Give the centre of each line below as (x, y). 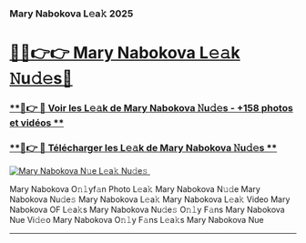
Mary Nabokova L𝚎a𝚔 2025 (71, 14)
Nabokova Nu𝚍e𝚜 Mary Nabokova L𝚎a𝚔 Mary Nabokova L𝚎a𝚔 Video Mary (150, 199)
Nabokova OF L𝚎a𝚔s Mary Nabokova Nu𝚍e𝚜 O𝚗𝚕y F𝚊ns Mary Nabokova (147, 210)
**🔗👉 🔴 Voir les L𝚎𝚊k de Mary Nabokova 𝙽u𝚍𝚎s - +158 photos (151, 108)
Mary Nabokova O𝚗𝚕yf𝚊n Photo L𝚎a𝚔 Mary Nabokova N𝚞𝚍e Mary (135, 189)
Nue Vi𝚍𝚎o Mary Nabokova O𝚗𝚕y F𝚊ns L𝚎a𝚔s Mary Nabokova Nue (137, 220)
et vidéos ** (37, 123)
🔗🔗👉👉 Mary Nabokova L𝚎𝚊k (125, 53)
